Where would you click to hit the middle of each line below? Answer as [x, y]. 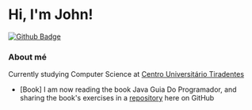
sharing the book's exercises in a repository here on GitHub [117, 98]
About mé [28, 57]
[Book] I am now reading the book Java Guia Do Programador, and [128, 89]
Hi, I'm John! [51, 15]
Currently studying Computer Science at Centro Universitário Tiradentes [126, 74]
